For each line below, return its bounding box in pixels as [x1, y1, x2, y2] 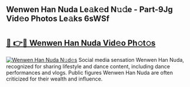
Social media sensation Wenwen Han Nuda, [78, 57, 184, 63]
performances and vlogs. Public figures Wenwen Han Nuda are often [6, 69, 174, 76]
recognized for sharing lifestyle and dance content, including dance [6, 63, 171, 69]
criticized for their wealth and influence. [6, 75, 103, 82]
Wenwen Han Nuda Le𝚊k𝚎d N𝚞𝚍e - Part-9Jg [6, 5, 173, 15]
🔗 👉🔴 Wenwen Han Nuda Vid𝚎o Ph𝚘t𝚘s [6, 38, 156, 48]
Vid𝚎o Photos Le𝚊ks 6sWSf [6, 14, 110, 24]
